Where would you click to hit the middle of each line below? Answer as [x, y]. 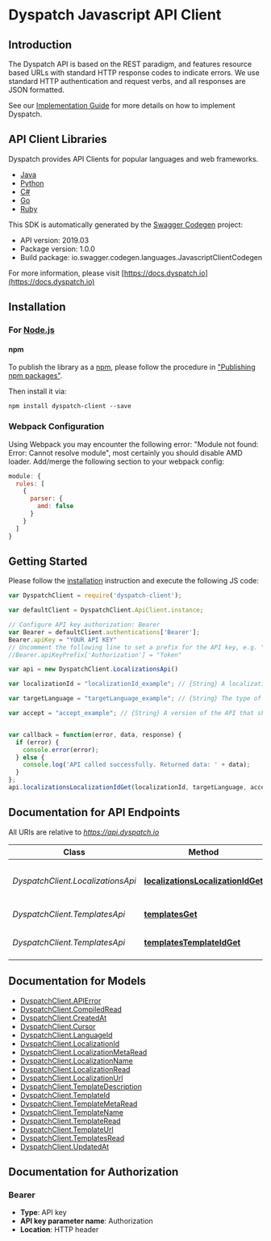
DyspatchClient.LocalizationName [76, 1061]
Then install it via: [38, 391]
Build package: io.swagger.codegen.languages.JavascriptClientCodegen [141, 257]
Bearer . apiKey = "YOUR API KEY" [63, 640]
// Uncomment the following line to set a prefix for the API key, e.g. [133, 647]
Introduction [40, 45]
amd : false [56, 507]
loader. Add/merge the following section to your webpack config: [116, 461]
